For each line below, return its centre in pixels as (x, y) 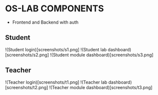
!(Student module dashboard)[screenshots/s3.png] (102, 55)
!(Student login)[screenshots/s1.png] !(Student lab (56, 49)
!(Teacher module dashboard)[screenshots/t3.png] (101, 87)
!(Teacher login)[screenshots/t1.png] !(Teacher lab (56, 82)
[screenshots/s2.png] (27, 55)
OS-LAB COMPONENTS (55, 9)
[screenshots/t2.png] (27, 87)
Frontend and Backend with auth (45, 22)
